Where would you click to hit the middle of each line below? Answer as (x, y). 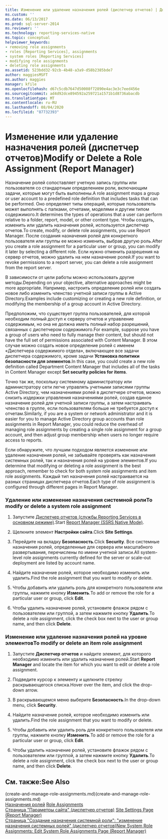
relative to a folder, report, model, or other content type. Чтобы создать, (80, 219)
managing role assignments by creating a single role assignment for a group (83, 429)
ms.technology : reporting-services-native (50, 33)
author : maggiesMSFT (27, 75)
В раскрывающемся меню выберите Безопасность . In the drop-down (86, 700)
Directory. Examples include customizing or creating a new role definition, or (83, 298)
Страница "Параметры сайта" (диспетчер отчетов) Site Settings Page (79, 810)
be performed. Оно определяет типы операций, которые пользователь (80, 203)
